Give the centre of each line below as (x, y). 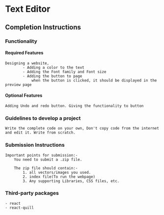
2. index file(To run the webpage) (59, 177)
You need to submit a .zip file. (48, 160)
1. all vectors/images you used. (57, 172)
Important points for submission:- (41, 155)
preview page (18, 84)
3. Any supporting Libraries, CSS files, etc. (71, 181)
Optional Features (24, 95)
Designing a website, (27, 63)
